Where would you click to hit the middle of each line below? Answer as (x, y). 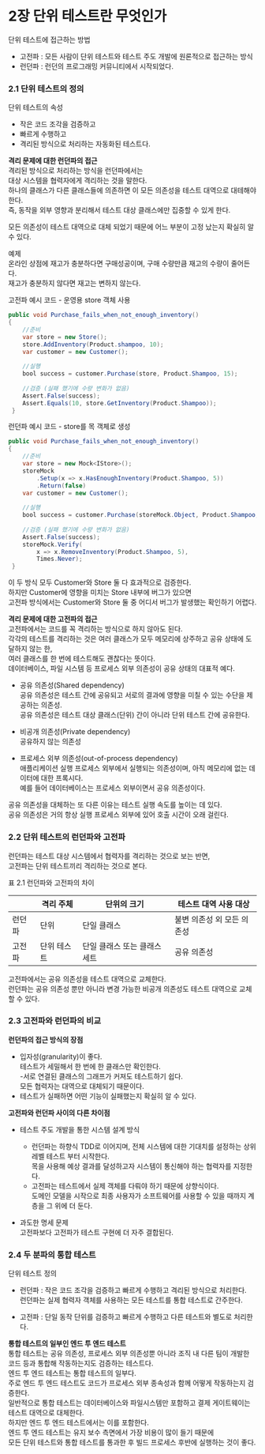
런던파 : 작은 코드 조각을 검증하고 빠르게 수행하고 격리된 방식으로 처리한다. (133, 1290)
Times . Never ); (60, 559)
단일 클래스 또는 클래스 (122, 946)
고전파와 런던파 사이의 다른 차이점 (59, 1113)
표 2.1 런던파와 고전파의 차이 (51, 883)
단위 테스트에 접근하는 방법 (49, 40)
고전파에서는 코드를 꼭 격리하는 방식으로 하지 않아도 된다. (95, 629)
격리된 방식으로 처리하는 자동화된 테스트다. (85, 144)
